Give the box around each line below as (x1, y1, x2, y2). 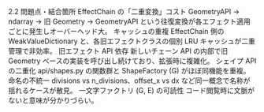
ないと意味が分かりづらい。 (8, 95, 99, 105)
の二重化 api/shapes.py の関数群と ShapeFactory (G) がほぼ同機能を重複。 (8, 66, 251, 75)
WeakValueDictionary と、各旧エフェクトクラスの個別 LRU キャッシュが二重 (8, 36, 256, 46)
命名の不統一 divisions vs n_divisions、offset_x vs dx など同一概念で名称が (8, 76, 251, 85)
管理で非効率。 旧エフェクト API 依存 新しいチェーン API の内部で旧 (8, 47, 229, 55)
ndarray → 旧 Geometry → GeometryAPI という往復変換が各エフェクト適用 (8, 17, 251, 26)
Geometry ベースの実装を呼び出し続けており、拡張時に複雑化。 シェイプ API (8, 56, 257, 65)
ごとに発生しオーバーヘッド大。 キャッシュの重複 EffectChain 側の (8, 27, 225, 35)
